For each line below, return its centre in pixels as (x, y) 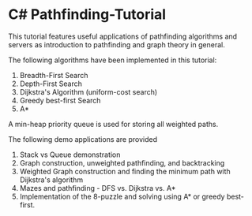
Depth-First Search (51, 84)
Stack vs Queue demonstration (70, 155)
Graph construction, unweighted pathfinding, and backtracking (122, 162)
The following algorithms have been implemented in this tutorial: (113, 60)
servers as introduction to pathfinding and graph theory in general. (117, 44)
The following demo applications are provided (83, 139)
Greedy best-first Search (60, 100)
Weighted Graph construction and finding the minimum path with (125, 171)
